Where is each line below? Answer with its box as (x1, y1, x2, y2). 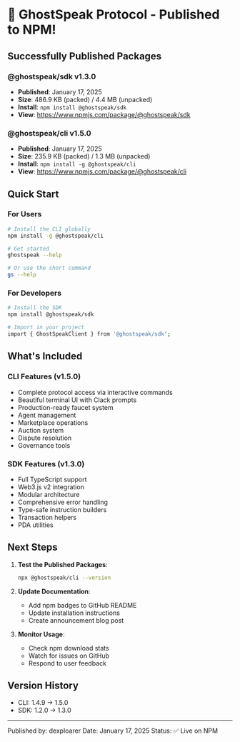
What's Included (7, 350, 83, 363)
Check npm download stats (28, 643, 109, 652)
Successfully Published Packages (7, 50, 162, 62)
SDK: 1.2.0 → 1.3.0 (17, 706, 71, 715)
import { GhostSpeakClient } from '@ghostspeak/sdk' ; (7, 331, 171, 338)
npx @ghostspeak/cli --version (17, 574, 111, 581)
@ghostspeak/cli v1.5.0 (7, 128, 91, 138)
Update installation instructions (28, 608, 120, 617)
